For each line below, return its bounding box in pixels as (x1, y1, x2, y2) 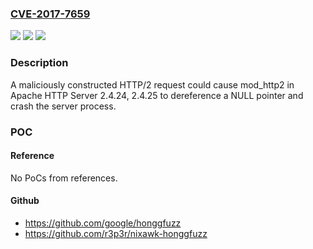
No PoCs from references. (10, 172, 118, 184)
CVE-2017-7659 (10, 7, 91, 21)
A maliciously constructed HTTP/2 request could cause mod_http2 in (10, 78, 295, 91)
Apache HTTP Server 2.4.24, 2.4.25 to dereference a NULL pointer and (10, 89, 304, 101)
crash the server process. (10, 100, 117, 112)
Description (10, 56, 69, 70)
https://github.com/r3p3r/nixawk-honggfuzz (24, 227, 208, 239)
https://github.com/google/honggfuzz (24, 217, 182, 229)
